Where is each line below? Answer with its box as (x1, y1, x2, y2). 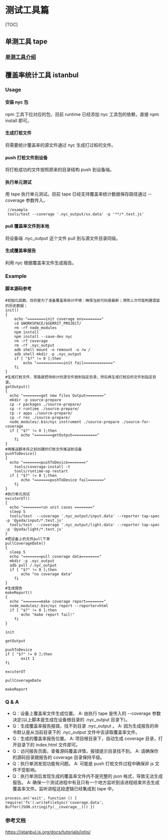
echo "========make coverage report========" (9, 598, 106, 604)
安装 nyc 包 (5, 99, 28, 105)
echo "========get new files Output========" (9, 393, 106, 398)
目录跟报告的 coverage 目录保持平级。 (25, 754, 105, 761)
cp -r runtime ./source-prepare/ (9, 406, 79, 411)
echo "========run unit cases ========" (9, 505, 95, 510)
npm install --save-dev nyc (14, 334, 72, 339)
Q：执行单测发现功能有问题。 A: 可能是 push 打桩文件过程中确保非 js (12, 761, 154, 767)
